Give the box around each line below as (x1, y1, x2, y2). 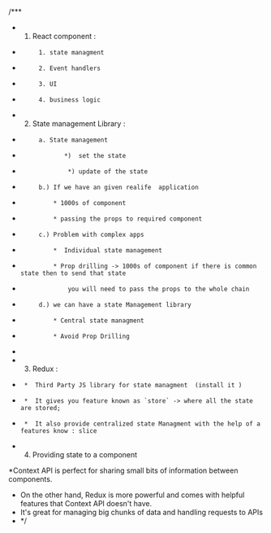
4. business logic (38, 96, 101, 104)
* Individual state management (53, 247, 162, 255)
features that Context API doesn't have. (19, 499, 153, 508)
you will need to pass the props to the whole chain (67, 285, 250, 293)
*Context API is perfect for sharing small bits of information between (8, 465, 239, 475)
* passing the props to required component (53, 215, 203, 223)
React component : (32, 32, 96, 41)
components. (8, 474, 53, 483)
